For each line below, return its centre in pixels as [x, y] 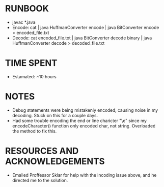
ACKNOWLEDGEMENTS [55, 161]
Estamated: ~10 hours [34, 76]
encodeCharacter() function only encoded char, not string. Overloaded [84, 125]
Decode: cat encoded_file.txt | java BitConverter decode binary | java [82, 38]
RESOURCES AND [42, 151]
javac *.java [24, 22]
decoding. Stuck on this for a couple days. [55, 115]
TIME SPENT [31, 63]
